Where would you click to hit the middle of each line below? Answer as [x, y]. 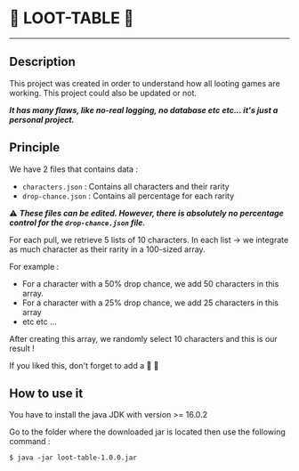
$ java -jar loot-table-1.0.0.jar [73, 458]
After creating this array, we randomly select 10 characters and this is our [143, 338]
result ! [22, 348]
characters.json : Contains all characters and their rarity [125, 186]
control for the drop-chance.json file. [77, 223]
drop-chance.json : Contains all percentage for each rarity [128, 196]
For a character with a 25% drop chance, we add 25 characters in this [150, 303]
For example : [34, 266]
